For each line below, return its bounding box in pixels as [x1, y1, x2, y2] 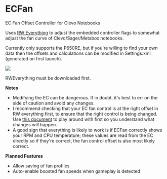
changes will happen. [12, 121, 57, 127]
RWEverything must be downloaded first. [5, 75, 91, 81]
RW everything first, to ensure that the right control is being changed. [12, 111, 158, 117]
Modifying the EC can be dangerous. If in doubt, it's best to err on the [12, 94, 158, 100]
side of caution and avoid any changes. [12, 100, 95, 106]
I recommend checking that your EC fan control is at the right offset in [12, 105, 158, 112]
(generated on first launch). [5, 55, 62, 61]
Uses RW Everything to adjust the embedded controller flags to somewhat [5, 29, 160, 35]
